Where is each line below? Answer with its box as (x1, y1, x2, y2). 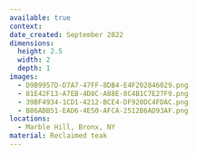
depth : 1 (17, 64, 51, 73)
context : (9, 22, 43, 31)
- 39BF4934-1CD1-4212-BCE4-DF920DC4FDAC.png (17, 97, 189, 107)
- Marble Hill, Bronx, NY (17, 123, 116, 132)
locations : (9, 114, 51, 123)
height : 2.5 (17, 47, 64, 56)
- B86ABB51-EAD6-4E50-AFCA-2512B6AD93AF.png (17, 106, 189, 115)
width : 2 (17, 55, 51, 64)
